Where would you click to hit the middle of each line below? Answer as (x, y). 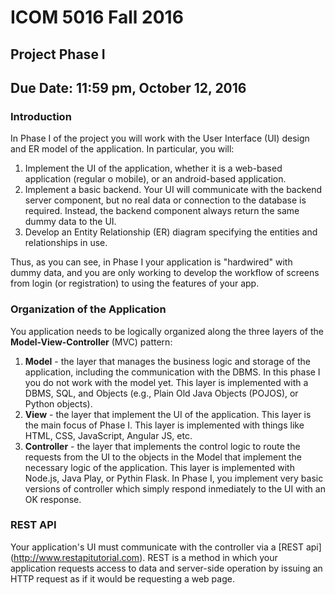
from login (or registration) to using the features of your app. (135, 283)
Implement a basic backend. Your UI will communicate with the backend (173, 190)
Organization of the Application (88, 309)
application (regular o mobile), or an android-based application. (155, 179)
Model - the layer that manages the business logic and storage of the (167, 361)
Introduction (41, 116)
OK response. (53, 499)
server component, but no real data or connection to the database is (165, 200)
